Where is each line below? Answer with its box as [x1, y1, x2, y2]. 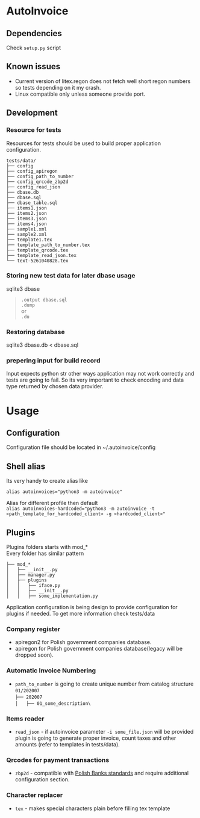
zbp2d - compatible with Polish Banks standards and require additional [14, 769, 189, 777]
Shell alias [6, 461, 46, 471]
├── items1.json [6, 205, 47, 211]
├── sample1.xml [6, 226, 47, 232]
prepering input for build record [6, 356, 101, 365]
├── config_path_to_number [6, 173, 74, 179]
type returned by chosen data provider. [6, 383, 104, 390]
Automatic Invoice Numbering [6, 666, 96, 675]
